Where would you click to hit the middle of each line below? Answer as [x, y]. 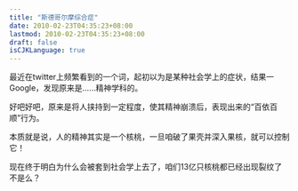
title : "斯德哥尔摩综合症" [54, 17]
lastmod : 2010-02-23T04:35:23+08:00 [77, 34]
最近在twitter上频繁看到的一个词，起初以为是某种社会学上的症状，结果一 [142, 77]
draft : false [33, 42]
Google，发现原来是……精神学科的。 [76, 88]
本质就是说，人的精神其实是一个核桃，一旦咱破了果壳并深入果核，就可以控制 [149, 137]
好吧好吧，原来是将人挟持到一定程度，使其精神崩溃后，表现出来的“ [132, 107]
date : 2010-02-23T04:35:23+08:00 [71, 26]
